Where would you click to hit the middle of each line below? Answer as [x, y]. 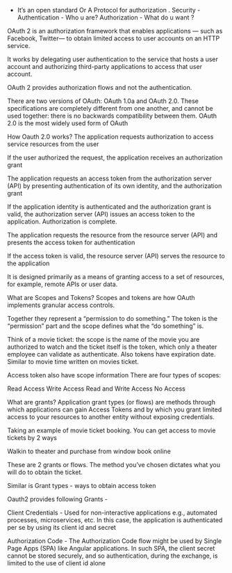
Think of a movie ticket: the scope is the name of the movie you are [103, 339]
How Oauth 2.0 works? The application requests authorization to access [110, 136]
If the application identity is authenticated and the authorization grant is [109, 207]
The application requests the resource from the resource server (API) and [112, 235]
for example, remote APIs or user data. [63, 284]
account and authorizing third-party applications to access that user [105, 66]
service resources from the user [53, 144]
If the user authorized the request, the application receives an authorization [115, 157]
